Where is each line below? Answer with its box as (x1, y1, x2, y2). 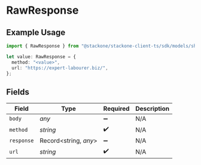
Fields (6, 87, 30, 97)
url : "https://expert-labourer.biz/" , (11, 65, 109, 71)
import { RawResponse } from (6, 43, 79, 49)
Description (135, 105, 169, 113)
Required (103, 105, 130, 113)
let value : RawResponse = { (6, 54, 77, 60)
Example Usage (6, 27, 66, 38)
